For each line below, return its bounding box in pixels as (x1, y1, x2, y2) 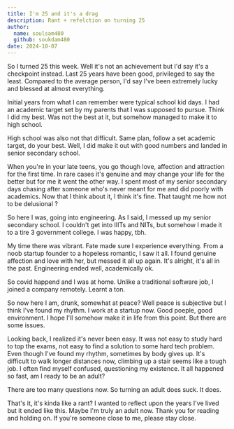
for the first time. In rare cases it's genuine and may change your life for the (7, 170, 225, 178)
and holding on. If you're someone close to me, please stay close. (7, 414, 197, 422)
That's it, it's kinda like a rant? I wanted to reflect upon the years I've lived (7, 399, 219, 407)
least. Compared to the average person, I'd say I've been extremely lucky (7, 77, 218, 85)
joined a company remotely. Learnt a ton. (7, 285, 126, 293)
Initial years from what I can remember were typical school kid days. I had (7, 98, 220, 106)
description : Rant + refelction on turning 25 (7, 17, 145, 24)
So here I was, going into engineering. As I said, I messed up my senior (7, 213, 212, 222)
